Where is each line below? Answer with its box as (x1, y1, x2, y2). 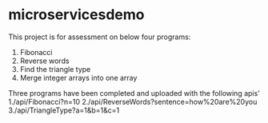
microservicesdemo (8, 6, 145, 24)
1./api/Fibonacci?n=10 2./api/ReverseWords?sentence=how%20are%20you (8, 97, 258, 106)
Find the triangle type (19, 64, 91, 73)
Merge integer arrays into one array (19, 73, 138, 82)
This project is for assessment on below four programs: (8, 32, 191, 42)
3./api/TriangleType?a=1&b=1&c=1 (8, 105, 120, 115)
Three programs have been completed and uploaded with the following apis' (8, 88, 260, 97)
